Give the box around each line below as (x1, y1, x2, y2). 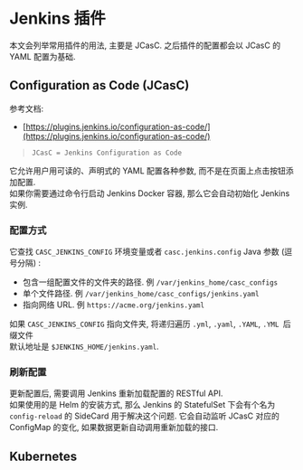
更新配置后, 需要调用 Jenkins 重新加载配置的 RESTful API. (9, 388, 223, 399)
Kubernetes (9, 448, 78, 464)
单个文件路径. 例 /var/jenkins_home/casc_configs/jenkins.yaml (22, 288, 260, 299)
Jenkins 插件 (9, 8, 107, 29)
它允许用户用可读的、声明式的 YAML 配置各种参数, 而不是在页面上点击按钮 (9, 164, 287, 176)
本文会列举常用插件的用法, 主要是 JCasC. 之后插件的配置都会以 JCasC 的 (9, 40, 281, 51)
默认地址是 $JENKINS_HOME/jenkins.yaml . (9, 341, 160, 352)
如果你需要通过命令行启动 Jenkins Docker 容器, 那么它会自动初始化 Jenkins (9, 187, 290, 199)
